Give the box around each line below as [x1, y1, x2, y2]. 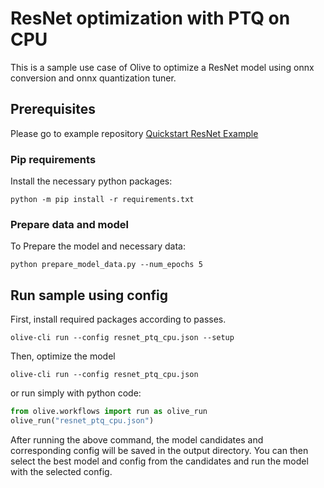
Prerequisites [10, 101, 96, 118]
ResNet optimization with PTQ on [10, 7, 291, 30]
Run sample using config [10, 287, 169, 304]
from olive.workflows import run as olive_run [10, 407, 208, 417]
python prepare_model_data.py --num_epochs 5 [10, 260, 203, 270]
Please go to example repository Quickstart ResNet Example [10, 127, 259, 139]
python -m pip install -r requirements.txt [10, 195, 195, 205]
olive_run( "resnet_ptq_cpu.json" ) [10, 416, 155, 426]
